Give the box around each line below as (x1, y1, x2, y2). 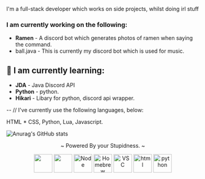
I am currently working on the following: (6, 20, 127, 29)
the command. (15, 41, 52, 48)
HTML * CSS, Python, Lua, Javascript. (6, 118, 103, 126)
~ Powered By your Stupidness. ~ (60, 142, 146, 150)
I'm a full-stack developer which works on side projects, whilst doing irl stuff (6, 6, 199, 12)
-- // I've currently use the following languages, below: (6, 107, 144, 114)
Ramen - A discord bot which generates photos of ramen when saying (15, 34, 193, 42)
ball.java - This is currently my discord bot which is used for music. (15, 47, 185, 55)
